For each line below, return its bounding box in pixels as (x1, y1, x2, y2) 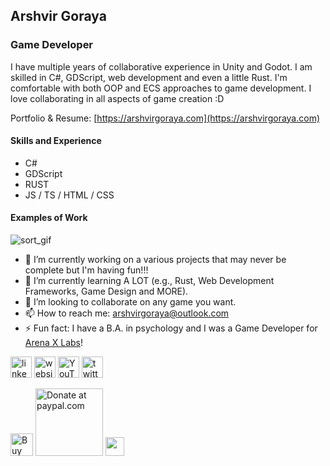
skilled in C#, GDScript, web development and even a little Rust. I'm (10, 71, 288, 83)
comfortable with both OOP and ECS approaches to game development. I (10, 82, 312, 94)
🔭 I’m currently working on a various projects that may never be (24, 254, 287, 266)
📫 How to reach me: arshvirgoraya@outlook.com (24, 307, 230, 319)
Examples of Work (10, 212, 88, 224)
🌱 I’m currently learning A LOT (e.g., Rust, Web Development (24, 275, 275, 287)
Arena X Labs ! (24, 337, 83, 349)
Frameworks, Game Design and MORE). (24, 285, 189, 298)
